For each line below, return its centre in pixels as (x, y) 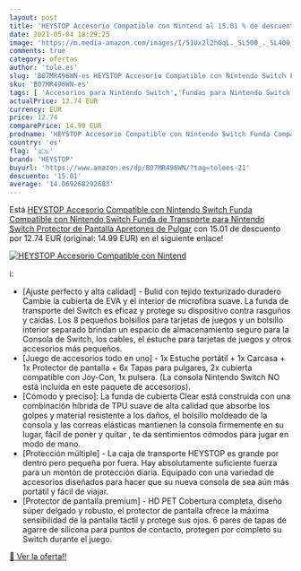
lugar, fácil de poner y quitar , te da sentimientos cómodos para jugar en (155, 435)
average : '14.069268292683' (62, 185)
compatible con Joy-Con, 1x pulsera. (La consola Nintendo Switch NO (151, 377)
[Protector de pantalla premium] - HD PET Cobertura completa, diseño (152, 501)
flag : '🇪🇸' (31, 151)
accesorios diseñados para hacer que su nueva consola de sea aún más (155, 482)
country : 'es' (36, 143)
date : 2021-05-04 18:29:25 (60, 34)
